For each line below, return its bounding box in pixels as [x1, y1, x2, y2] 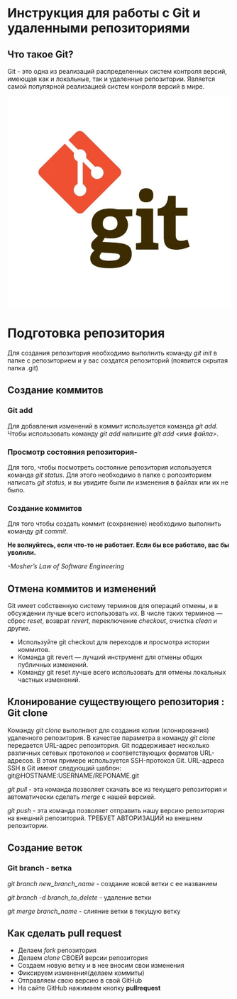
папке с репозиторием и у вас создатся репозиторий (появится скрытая [7, 356, 228, 365]
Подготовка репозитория [7, 325, 165, 341]
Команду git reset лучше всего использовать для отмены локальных [17, 668, 226, 677]
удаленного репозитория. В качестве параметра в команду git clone [7, 733, 216, 742]
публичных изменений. [17, 661, 89, 669]
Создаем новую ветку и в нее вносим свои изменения [17, 961, 184, 970]
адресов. [7, 756, 35, 764]
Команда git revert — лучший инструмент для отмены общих [17, 653, 203, 661]
